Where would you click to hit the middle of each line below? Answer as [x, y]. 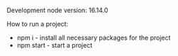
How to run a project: [38, 24]
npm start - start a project [55, 45]
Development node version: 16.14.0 [57, 10]
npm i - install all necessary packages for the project [94, 38]
